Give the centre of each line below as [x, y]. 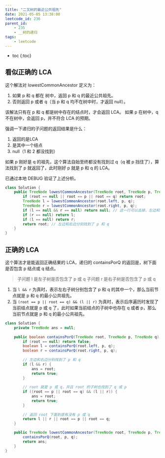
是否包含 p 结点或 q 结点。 [32, 269]
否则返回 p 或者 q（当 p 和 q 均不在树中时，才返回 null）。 [70, 102]
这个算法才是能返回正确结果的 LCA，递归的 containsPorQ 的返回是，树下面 [81, 262]
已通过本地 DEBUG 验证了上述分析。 [42, 178]
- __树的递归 [26, 32]
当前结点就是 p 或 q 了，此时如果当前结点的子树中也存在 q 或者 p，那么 [84, 308]
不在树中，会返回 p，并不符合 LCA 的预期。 [49, 118]
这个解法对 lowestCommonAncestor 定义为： [51, 85]
